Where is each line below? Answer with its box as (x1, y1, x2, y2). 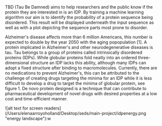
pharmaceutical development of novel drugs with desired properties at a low (5, 91, 157, 96)
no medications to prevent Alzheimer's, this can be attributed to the (5, 70, 139, 76)
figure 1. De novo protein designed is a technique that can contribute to (5, 86, 147, 91)
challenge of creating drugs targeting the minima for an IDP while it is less (5, 75, 152, 81)
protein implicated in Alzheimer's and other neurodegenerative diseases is (5, 45, 153, 50)
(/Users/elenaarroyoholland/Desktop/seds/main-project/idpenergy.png (5, 110, 147, 116)
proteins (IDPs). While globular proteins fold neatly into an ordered (5, 55, 137, 60)
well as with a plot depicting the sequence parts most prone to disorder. (5, 25, 148, 31)
